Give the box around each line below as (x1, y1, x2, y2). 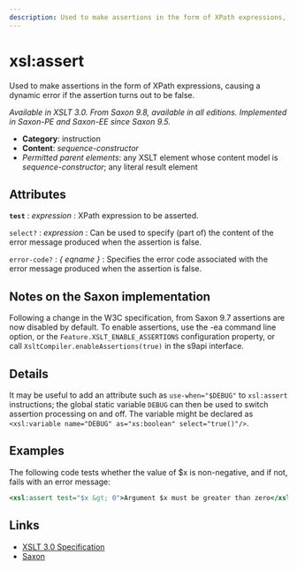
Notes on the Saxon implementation (9, 289, 210, 304)
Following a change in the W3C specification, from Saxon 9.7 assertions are (9, 313, 286, 323)
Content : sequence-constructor (21, 142, 140, 153)
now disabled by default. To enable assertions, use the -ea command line (9, 322, 277, 332)
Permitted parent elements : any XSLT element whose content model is (21, 152, 278, 163)
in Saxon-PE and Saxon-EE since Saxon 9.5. (9, 116, 171, 126)
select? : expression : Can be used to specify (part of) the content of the (9, 227, 274, 239)
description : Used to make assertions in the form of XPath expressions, (9, 12, 287, 22)
